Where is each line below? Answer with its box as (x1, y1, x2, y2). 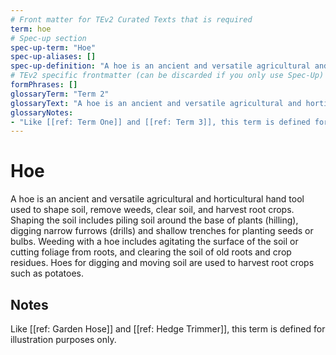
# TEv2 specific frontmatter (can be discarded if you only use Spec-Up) (10, 71, 325, 81)
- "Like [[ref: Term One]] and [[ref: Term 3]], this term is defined (10, 117, 311, 127)
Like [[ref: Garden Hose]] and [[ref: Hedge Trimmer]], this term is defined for (10, 323, 326, 335)
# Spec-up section (10, 33, 87, 43)
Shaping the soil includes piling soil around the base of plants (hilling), (10, 214, 299, 226)
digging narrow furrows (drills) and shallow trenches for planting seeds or (10, 225, 314, 237)
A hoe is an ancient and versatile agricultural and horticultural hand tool (10, 193, 305, 205)
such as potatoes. (10, 267, 84, 280)
